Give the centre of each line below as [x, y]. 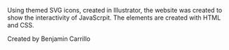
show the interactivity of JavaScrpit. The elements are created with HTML [114, 18]
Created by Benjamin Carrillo [49, 39]
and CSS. [21, 25]
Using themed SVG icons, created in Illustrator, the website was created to [115, 10]
